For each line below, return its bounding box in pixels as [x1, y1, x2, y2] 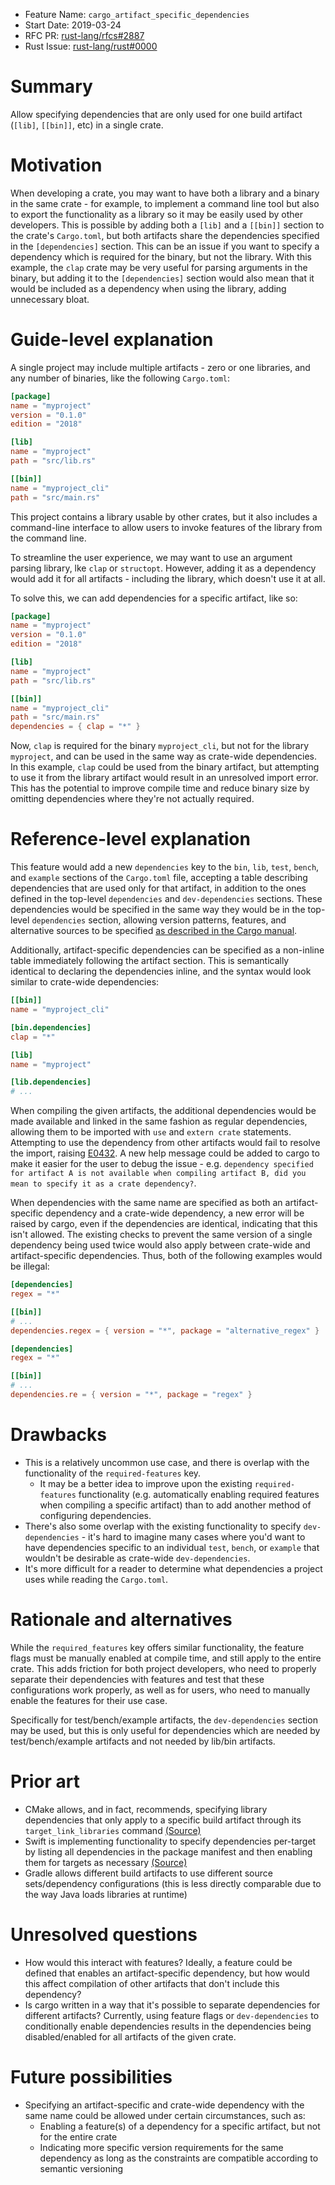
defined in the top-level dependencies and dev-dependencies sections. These [10, 893, 323, 905]
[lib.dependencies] [10, 1077, 92, 1088]
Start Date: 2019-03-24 [24, 19, 122, 31]
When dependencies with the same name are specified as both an [10, 1197, 283, 1209]
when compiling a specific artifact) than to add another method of [39, 1499, 312, 1511]
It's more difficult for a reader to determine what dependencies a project [24, 1562, 323, 1574]
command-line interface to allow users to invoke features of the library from [10, 521, 323, 533]
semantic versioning [39, 2162, 124, 2174]
